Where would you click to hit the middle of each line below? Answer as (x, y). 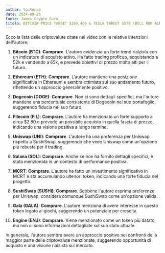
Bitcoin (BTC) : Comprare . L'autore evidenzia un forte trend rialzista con (85, 52)
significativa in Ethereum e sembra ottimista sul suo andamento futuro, (84, 82)
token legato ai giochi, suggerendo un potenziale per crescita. (75, 211)
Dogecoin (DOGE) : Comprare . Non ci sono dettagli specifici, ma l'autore (85, 97)
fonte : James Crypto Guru (32, 19)
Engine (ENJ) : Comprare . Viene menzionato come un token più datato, (84, 220)
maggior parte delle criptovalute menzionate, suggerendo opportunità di (78, 240)
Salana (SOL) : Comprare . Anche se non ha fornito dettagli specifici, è (83, 157)
